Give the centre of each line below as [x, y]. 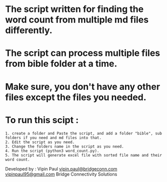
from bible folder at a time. [61, 64]
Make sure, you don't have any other [83, 87]
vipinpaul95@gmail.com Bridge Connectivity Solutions [61, 174]
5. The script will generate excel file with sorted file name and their [84, 155]
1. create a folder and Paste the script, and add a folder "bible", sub [84, 133]
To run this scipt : [42, 120]
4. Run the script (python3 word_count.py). [52, 151]
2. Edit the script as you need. [40, 142]
